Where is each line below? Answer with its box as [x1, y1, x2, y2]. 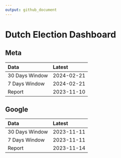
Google [5, 105, 28, 114]
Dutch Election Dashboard [5, 28, 116, 40]
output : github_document [5, 7, 57, 12]
